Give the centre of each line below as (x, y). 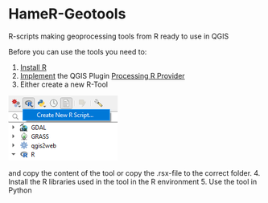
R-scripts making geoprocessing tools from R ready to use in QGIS (119, 36)
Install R (33, 67)
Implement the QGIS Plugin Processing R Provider (102, 75)
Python (20, 190)
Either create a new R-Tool (64, 84)
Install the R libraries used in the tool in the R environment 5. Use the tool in (133, 181)
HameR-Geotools (67, 14)
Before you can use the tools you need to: (78, 51)
